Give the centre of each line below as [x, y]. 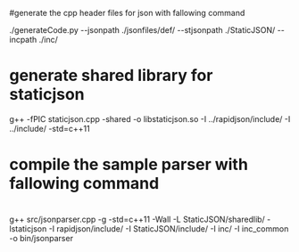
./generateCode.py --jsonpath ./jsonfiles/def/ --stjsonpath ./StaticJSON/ [142, 30]
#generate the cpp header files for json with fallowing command [127, 13]
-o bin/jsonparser [42, 239]
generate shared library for [111, 76]
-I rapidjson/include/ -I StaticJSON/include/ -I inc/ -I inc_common [169, 229]
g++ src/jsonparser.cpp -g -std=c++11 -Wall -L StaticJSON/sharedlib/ [137, 219]
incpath [23, 40]
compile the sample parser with [129, 165]
